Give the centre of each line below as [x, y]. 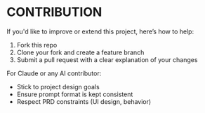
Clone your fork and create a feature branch [80, 52]
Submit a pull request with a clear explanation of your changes [107, 59]
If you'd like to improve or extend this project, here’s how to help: [100, 31]
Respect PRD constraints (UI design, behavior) [84, 101]
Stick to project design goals [58, 86]
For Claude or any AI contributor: [54, 73]
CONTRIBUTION [54, 12]
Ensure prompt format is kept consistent [75, 94]
